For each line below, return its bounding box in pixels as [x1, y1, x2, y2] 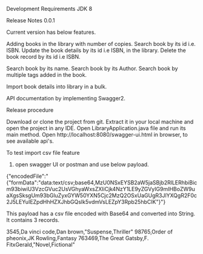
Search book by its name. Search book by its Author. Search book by [6, 65, 178, 72]
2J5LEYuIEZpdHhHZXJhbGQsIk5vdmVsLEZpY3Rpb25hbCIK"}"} [6, 198, 166, 205]
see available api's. [6, 137, 55, 145]
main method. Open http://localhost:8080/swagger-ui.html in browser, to [6, 131, 188, 138]
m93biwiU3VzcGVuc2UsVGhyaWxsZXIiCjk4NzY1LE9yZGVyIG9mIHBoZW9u [6, 186, 195, 192]
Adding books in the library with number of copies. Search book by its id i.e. [6, 41, 196, 47]
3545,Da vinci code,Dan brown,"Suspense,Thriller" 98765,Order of [6, 228, 173, 235]
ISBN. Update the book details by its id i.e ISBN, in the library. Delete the [6, 47, 186, 54]
